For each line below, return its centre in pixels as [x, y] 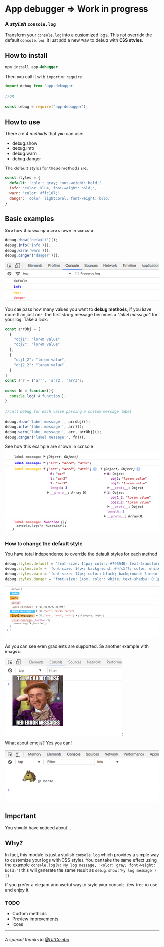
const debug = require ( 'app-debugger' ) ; [47, 107]
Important [20, 816]
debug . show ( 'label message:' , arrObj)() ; [48, 422]
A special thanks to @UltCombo [37, 940]
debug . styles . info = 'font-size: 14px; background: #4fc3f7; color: [76, 569]
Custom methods [30, 913]
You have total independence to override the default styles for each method [81, 554]
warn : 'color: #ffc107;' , [36, 193]
